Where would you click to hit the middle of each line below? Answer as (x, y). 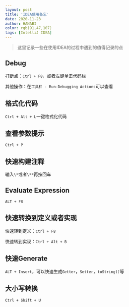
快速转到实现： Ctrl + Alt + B (36, 241)
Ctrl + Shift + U (23, 300)
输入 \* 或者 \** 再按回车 (28, 174)
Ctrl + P (14, 145)
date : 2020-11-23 (23, 19)
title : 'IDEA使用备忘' (27, 14)
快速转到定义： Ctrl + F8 (31, 231)
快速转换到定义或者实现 (41, 218)
